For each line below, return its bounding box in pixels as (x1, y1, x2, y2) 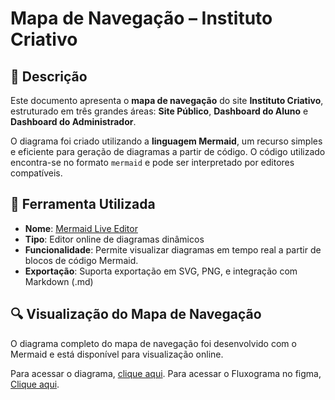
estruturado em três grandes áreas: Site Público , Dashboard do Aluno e (10, 105, 309, 117)
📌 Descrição (10, 68, 88, 85)
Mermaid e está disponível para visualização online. (10, 348, 224, 360)
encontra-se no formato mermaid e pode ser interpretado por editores (10, 157, 295, 168)
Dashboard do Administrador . (10, 116, 137, 127)
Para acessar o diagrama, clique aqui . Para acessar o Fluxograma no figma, (10, 367, 322, 379)
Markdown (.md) (24, 275, 94, 287)
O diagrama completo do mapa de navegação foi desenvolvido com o (10, 337, 297, 349)
